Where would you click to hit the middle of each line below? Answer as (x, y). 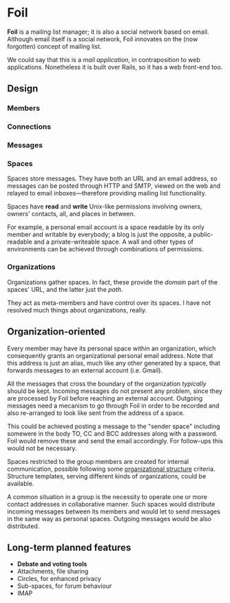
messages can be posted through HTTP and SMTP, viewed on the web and (114, 186)
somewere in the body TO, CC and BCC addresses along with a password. (113, 433)
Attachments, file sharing (53, 571)
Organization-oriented (56, 332)
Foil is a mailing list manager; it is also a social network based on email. (108, 32)
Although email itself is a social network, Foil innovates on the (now (103, 39)
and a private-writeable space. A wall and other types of (114, 242)
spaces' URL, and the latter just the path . (65, 289)
